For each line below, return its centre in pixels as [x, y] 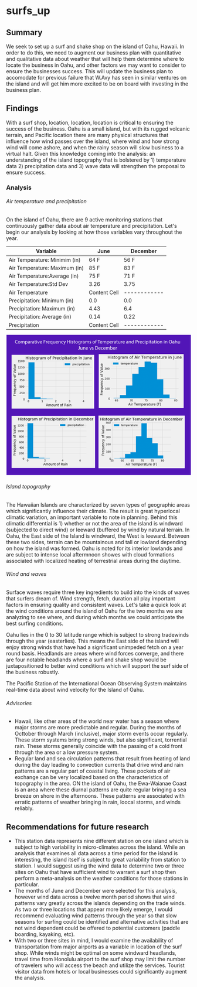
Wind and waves [26, 574]
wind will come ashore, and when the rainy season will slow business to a [95, 147]
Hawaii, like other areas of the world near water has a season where [97, 721]
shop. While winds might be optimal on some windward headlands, [96, 953]
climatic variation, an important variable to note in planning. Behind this [92, 517]
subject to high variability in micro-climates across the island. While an [100, 847]
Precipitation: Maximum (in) [42, 309]
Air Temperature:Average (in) [44, 276]
